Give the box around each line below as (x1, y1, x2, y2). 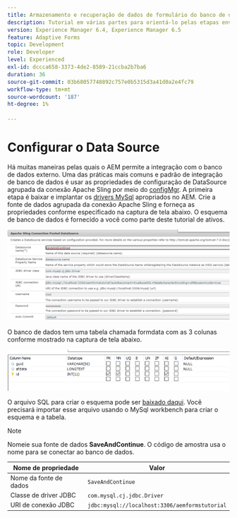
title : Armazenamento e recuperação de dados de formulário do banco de (7, 11, 226, 18)
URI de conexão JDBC (10, 501, 75, 510)
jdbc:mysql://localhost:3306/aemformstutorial (87, 502, 227, 510)
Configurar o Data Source (7, 140, 160, 155)
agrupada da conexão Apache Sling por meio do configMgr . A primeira (7, 185, 213, 193)
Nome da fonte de (10, 474, 63, 482)
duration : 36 (7, 71, 46, 78)
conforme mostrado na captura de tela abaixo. (7, 335, 142, 344)
